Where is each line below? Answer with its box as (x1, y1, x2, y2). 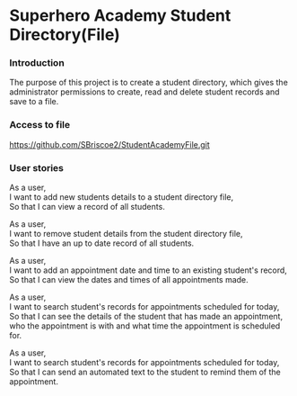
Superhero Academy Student (9, 5, 231, 26)
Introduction (9, 57, 65, 69)
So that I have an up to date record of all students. (9, 238, 195, 248)
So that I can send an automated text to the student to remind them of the (9, 366, 281, 378)
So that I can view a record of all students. (9, 202, 166, 212)
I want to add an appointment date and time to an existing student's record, (9, 265, 287, 275)
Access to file (9, 119, 71, 131)
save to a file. (9, 96, 59, 107)
